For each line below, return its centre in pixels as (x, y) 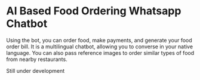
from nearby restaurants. (37, 59)
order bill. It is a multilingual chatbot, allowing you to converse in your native (99, 47)
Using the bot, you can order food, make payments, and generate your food (99, 40)
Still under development (36, 70)
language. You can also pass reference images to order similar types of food (100, 53)
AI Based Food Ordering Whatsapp (94, 11)
